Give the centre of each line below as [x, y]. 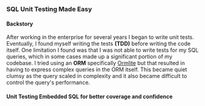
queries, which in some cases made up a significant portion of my [89, 57]
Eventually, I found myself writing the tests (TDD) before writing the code [99, 44]
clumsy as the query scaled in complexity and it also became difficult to [97, 76]
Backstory [20, 24]
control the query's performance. [48, 83]
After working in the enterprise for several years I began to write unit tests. [100, 37]
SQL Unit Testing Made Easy [49, 9]
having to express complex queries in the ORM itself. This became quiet [97, 69]
